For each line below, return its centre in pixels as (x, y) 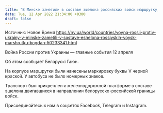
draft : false (18, 19)
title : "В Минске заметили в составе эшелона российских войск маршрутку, (82, 9)
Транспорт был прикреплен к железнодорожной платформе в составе (79, 86)
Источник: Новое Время (30, 33)
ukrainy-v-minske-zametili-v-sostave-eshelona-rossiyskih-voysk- (71, 38)
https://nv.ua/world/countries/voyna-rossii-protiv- (106, 33)
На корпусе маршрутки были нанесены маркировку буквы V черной (76, 71)
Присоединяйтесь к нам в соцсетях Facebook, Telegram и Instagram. (76, 106)
